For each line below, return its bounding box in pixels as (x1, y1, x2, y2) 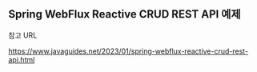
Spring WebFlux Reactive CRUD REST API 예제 (8, 7, 242, 22)
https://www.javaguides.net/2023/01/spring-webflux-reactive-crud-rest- (8, 46, 249, 56)
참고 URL (8, 30, 38, 40)
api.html (8, 54, 35, 64)
